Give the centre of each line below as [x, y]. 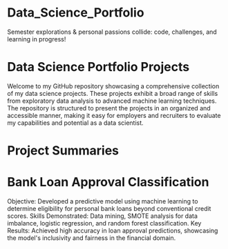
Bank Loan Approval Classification [108, 182]
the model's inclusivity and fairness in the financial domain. [92, 238]
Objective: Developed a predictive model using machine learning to [103, 201]
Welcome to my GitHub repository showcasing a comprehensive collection [113, 86]
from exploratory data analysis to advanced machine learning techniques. [112, 101]
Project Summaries [63, 151]
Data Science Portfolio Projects [98, 67]
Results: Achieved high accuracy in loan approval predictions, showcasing [113, 230]
